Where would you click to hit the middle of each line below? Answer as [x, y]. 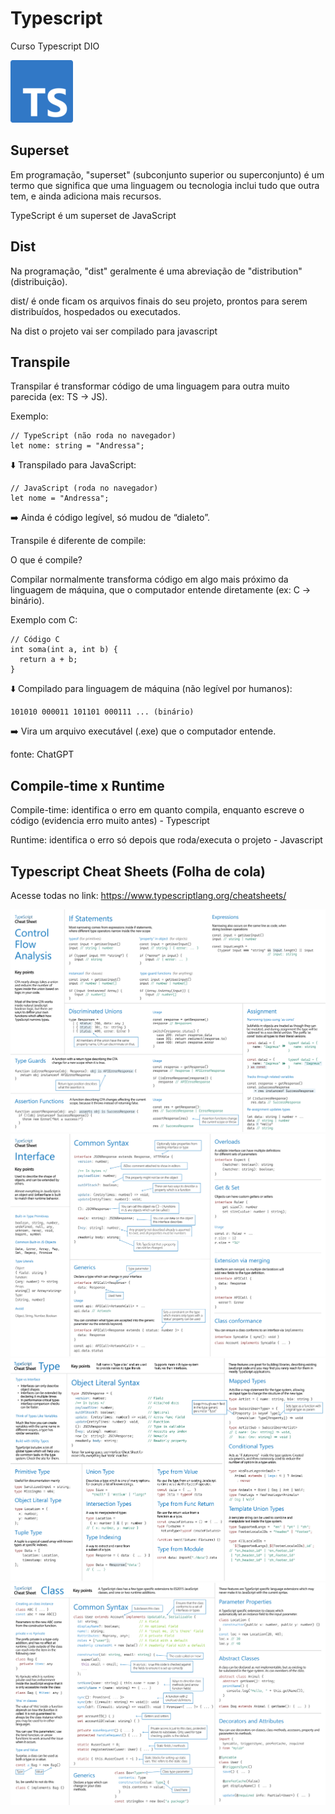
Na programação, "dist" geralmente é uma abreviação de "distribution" [156, 271]
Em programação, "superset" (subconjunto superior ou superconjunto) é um [167, 174]
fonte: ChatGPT [42, 754]
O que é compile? [46, 560]
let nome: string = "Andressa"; [77, 446]
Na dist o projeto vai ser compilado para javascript [114, 331]
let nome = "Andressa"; [60, 498]
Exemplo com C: [44, 620]
